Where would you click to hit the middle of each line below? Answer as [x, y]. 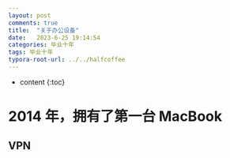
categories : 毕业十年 [41, 45]
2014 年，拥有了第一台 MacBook [115, 117]
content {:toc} [42, 82]
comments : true [33, 23]
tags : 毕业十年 [31, 52]
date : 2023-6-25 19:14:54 [55, 38]
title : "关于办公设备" [43, 30]
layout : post [30, 15]
